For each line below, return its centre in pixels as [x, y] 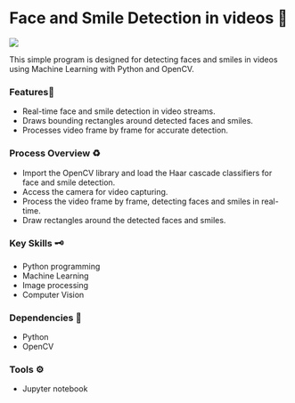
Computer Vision [53, 294]
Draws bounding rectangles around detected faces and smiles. [138, 121]
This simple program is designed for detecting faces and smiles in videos [143, 59]
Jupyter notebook [55, 389]
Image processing [55, 285]
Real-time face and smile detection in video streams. [119, 111]
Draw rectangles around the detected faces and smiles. [124, 220]
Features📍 [32, 92]
